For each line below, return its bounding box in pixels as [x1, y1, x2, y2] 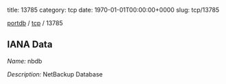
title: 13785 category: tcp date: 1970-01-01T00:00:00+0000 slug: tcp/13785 [7, 6, 220, 14]
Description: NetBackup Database [7, 70, 103, 78]
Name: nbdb [7, 57, 42, 65]
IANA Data [7, 39, 53, 51]
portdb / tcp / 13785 [7, 19, 63, 27]
